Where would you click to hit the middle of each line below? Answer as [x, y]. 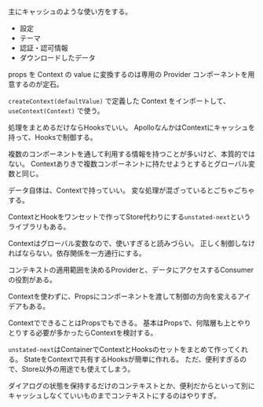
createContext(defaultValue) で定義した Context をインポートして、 [119, 101]
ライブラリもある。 [39, 227]
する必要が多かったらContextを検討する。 [89, 333]
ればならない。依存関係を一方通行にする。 [77, 253]
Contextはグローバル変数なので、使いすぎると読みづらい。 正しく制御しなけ [131, 243]
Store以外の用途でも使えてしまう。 [78, 369]
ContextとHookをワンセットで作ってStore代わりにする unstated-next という [130, 217]
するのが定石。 [39, 84]
